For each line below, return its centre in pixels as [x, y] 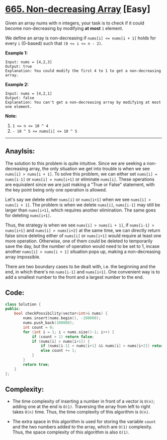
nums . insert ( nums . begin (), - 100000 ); [62, 318]
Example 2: [17, 84]
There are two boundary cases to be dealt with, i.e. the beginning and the [80, 266]
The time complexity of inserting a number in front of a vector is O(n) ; [83, 401]
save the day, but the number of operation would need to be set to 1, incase [83, 246]
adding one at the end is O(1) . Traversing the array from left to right [81, 407]
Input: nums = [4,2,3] [29, 62]
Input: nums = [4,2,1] [29, 93]
